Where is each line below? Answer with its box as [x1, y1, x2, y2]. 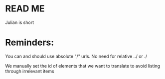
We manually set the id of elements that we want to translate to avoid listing [5, 63, 161, 69]
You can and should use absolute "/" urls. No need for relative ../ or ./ [5, 53, 148, 59]
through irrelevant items [5, 68, 54, 74]
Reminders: [5, 37, 54, 48]
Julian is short [5, 19, 34, 25]
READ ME [5, 3, 45, 14]
